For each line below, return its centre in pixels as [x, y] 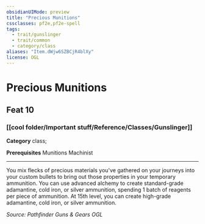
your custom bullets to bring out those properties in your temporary [91, 176]
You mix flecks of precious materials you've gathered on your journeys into [101, 170]
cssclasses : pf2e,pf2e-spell [43, 23]
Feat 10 [20, 110]
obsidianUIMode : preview [38, 12]
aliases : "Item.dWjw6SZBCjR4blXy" [50, 52]
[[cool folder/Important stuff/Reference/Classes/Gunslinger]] [99, 128]
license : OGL [23, 57]
